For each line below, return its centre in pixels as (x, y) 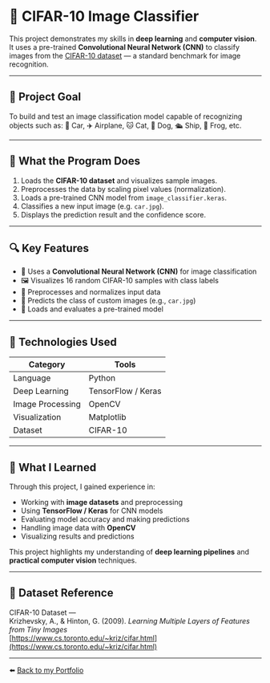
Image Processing (47, 405)
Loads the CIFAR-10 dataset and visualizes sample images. (119, 181)
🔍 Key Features (49, 248)
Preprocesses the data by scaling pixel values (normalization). (123, 189)
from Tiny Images (38, 629)
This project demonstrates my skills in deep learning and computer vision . (133, 39)
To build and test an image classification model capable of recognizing (126, 116)
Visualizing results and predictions (77, 536)
